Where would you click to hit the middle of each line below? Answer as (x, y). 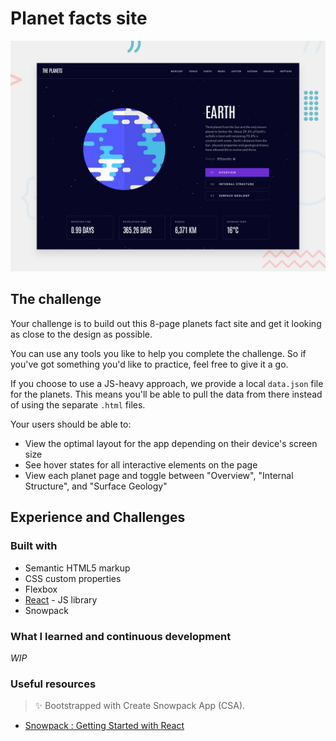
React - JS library (61, 599)
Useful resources (53, 684)
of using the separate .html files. (78, 404)
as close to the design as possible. (81, 334)
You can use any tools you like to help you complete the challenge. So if (158, 353)
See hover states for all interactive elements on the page (141, 464)
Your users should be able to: (71, 424)
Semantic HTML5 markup (77, 568)
